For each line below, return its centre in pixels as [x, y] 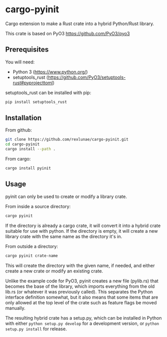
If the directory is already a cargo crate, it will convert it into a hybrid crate [83, 226]
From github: [19, 130]
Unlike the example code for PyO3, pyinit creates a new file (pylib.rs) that [82, 281]
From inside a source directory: [38, 206]
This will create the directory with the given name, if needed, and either [80, 265]
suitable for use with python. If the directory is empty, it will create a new [81, 231]
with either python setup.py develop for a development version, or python [82, 323]
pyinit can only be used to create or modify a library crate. [66, 196]
